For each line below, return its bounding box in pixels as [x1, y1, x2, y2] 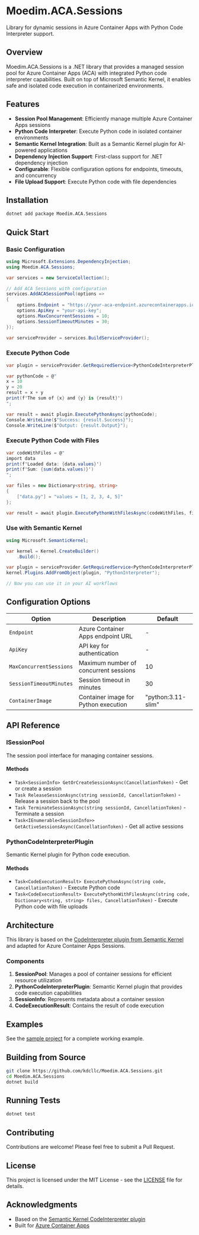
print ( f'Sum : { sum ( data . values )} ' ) [6, 466, 94, 472]
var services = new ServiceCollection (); [6, 275, 110, 281]
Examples [6, 1019, 43, 1029]
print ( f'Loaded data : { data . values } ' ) [6, 461, 102, 467]
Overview [6, 47, 43, 58]
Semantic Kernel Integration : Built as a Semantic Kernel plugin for [14, 140, 177, 147]
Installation [6, 195, 49, 205]
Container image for [78, 693, 134, 701]
